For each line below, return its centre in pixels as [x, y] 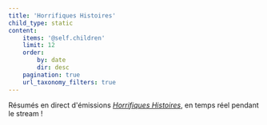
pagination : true [52, 75]
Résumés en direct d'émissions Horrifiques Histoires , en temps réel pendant [133, 105]
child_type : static [41, 23]
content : [23, 30]
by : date [52, 61]
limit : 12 [39, 45]
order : [34, 53]
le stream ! [26, 113]
